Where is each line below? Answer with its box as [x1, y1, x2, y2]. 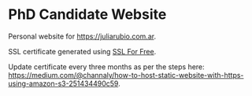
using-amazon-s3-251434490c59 [8, 79, 119, 88]
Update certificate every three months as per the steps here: [8, 61, 205, 72]
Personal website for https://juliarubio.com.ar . [8, 31, 156, 41]
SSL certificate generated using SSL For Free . [8, 46, 157, 56]
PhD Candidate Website [8, 6, 167, 24]
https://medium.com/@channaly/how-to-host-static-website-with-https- [8, 70, 244, 79]
